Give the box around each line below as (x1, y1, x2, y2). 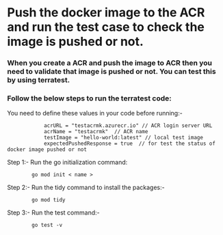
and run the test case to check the (7, 19, 205, 35)
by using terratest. (7, 75, 70, 85)
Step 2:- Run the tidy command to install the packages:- (7, 183, 166, 192)
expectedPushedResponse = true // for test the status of (43, 140, 215, 148)
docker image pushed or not (7, 146, 88, 153)
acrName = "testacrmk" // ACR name (43, 128, 148, 135)
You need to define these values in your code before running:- (7, 109, 183, 117)
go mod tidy (31, 197, 66, 204)
